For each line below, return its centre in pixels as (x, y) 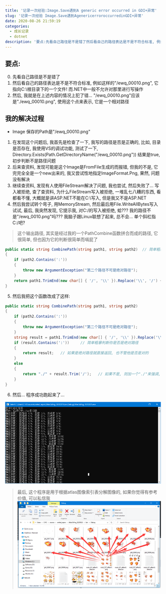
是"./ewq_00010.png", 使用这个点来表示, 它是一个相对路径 (71, 101)
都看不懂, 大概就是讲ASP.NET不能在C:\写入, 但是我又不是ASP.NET (79, 198)
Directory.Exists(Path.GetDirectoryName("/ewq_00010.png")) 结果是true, (86, 154)
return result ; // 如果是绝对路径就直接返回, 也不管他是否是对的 (86, 353)
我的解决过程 (25, 119)
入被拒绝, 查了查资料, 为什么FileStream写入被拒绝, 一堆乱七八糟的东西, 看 (86, 191)
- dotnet (19, 37)
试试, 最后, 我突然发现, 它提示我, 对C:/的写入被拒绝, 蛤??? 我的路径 (80, 210)
